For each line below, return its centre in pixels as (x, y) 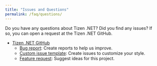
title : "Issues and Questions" (37, 10)
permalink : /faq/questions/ (34, 14)
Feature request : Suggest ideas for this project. (67, 58)
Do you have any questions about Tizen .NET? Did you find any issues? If (79, 28)
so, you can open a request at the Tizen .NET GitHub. (59, 33)
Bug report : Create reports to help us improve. (66, 48)
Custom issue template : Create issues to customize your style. (82, 53)
